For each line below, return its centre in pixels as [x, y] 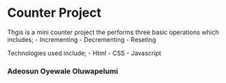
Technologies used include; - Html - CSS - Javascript [84, 53]
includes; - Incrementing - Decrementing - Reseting [82, 39]
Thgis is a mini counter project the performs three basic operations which [113, 32]
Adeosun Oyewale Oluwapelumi [63, 71]
